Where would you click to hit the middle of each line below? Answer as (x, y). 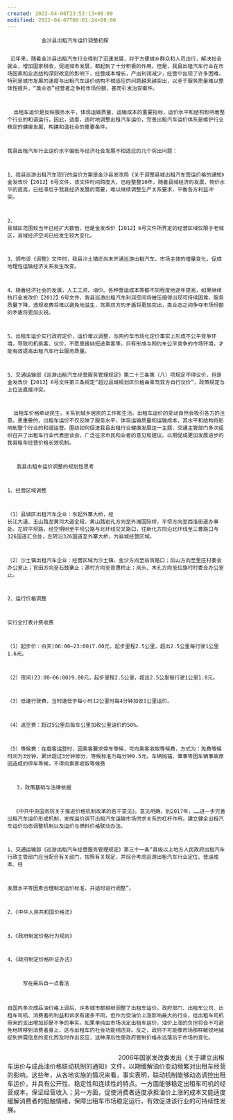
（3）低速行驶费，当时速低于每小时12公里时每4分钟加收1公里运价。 (90, 701)
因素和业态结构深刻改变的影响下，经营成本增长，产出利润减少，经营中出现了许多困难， (118, 74)
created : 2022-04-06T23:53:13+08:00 (60, 14)
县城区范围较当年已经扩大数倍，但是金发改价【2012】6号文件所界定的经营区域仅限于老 (113, 228)
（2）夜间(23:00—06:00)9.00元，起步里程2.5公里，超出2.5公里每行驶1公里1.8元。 (113, 677)
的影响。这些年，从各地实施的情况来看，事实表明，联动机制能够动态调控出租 (116, 1075)
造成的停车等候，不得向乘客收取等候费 (59, 764)
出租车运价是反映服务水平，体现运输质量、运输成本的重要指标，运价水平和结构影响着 (116, 113)
